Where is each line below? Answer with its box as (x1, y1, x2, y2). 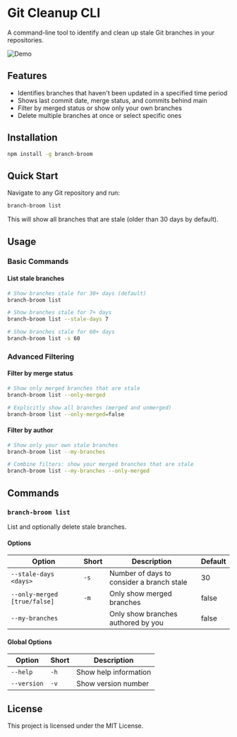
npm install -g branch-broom (7, 150, 93, 157)
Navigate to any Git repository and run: (7, 188, 120, 197)
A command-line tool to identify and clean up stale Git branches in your (7, 28, 215, 37)
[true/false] (11, 598, 55, 606)
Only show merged (109, 589, 173, 599)
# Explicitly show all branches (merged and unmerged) (7, 404, 172, 411)
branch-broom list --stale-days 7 (7, 316, 109, 323)
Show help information (76, 667, 152, 677)
